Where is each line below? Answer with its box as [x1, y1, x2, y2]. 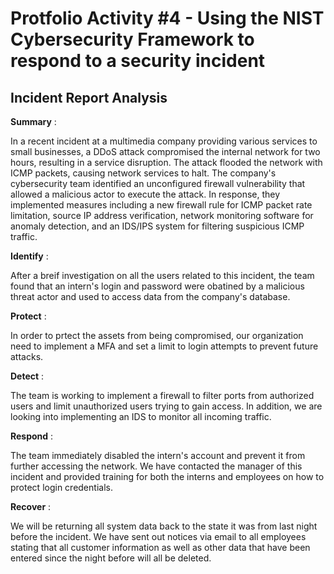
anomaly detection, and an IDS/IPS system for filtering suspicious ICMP [10, 220, 305, 232]
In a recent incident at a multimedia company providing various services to [10, 135, 318, 147]
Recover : [10, 501, 52, 512]
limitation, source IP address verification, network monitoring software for [10, 210, 314, 221]
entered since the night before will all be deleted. [10, 552, 212, 564]
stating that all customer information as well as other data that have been [10, 542, 311, 553]
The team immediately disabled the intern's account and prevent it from [10, 450, 306, 461]
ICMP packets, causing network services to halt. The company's [10, 167, 277, 179]
